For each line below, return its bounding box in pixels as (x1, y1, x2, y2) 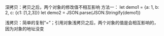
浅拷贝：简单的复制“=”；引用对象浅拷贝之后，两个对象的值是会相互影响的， (5, 20, 159, 25)
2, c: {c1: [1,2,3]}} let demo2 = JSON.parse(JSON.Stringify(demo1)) (5, 10, 141, 16)
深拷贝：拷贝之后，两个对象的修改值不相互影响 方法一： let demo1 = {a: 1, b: (5, 4, 159, 10)
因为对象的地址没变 (5, 26, 44, 32)
